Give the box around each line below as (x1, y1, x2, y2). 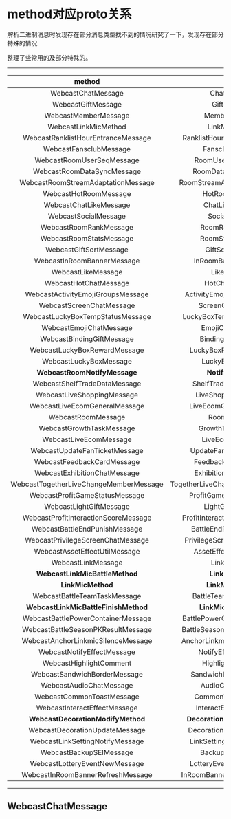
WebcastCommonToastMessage (34, 692, 140, 701)
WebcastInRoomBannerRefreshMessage (21, 769, 153, 779)
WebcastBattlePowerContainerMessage (22, 613, 152, 623)
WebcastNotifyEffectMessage (38, 647, 135, 657)
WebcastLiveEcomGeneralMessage (30, 401, 145, 411)
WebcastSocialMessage (47, 211, 126, 221)
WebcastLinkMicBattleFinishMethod (26, 602, 148, 612)
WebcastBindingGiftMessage (40, 334, 134, 344)
